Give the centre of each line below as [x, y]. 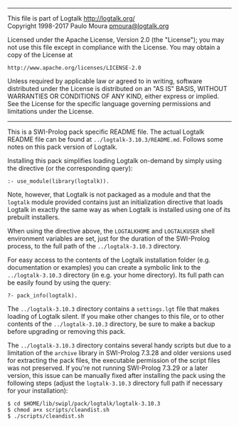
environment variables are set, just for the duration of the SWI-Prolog [108, 238]
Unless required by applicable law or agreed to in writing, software [105, 81]
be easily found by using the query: [59, 283]
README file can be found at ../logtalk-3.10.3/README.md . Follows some [116, 139]
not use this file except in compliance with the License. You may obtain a [114, 47]
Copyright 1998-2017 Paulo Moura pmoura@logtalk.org [88, 26]
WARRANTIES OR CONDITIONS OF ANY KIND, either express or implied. [113, 96]
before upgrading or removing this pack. [67, 331]
